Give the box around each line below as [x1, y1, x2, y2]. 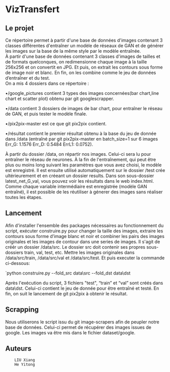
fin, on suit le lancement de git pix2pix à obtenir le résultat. [5, 290, 128, 296]
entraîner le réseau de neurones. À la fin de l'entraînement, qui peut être [5, 156, 156, 162]
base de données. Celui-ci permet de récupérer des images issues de [5, 324, 151, 330]
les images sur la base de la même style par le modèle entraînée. [5, 48, 141, 54]
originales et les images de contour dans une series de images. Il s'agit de [5, 239, 160, 245]
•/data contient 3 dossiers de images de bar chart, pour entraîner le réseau [5, 106, 162, 111]
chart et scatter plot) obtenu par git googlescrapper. [5, 95, 114, 102]
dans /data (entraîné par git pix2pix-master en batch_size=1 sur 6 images [5, 136, 158, 142]
